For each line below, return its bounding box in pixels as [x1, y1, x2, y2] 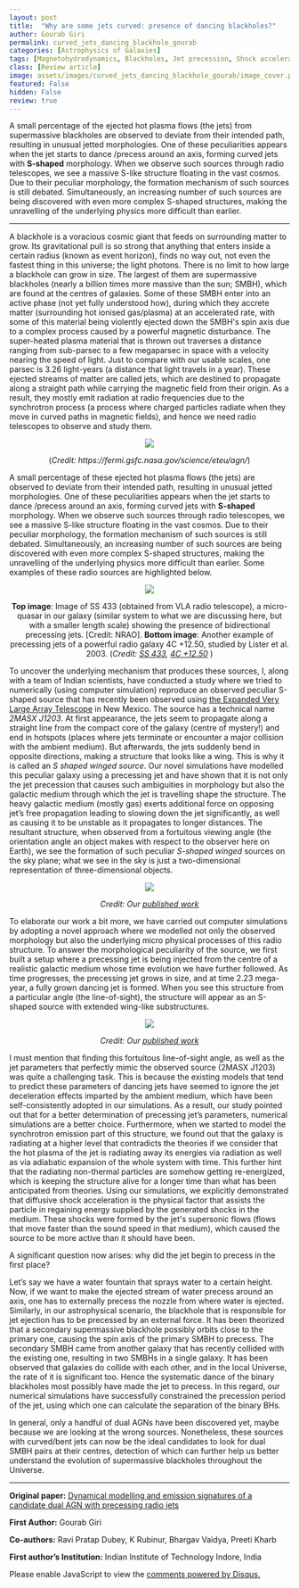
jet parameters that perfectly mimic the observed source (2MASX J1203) [9, 1063, 276, 1073]
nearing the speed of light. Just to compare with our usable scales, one [9, 354, 271, 366]
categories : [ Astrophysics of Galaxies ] [9, 46, 162, 55]
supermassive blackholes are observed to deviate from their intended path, [9, 130, 285, 141]
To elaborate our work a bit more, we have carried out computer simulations [9, 916, 288, 927]
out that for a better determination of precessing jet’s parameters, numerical [9, 1110, 287, 1121]
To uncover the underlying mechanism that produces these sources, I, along [9, 666, 289, 676]
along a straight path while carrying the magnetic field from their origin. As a [9, 383, 289, 393]
